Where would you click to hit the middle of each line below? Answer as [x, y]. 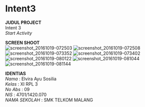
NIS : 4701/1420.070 [26, 95]
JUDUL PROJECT [23, 22]
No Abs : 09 [17, 89]
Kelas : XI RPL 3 [21, 84]
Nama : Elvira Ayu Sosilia [31, 79]
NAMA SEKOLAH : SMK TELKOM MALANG [49, 100]
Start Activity [19, 33]
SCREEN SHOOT [22, 42]
